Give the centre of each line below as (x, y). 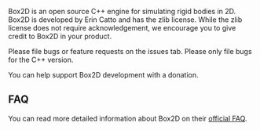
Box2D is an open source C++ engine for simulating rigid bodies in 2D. (122, 11)
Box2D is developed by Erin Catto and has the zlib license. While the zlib (125, 20)
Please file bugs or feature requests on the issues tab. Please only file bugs (130, 51)
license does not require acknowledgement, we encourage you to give (122, 28)
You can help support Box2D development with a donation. (103, 75)
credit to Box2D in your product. (60, 36)
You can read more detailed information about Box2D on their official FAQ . (128, 118)
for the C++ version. (41, 60)
